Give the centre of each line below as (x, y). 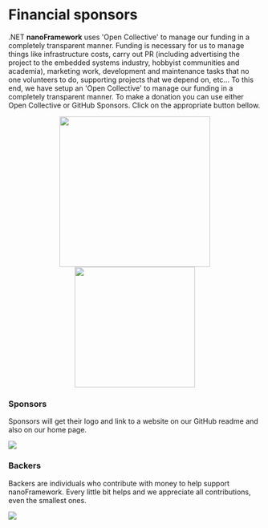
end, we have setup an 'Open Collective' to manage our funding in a (121, 88)
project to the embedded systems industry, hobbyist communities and (124, 63)
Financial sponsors (73, 15)
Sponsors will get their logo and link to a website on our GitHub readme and (133, 421)
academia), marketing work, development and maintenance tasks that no (129, 71)
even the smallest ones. (47, 500)
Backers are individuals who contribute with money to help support (119, 483)
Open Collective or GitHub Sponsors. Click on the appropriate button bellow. (134, 105)
